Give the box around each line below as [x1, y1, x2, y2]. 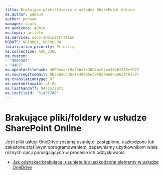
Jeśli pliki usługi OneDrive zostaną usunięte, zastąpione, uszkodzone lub [5, 139, 155, 145]
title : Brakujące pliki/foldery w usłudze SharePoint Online [5, 7, 135, 12]
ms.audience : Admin [5, 26, 46, 31]
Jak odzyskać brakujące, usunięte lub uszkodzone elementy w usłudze [12, 159, 159, 165]
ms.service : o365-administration [5, 35, 75, 40]
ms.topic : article [5, 30, 43, 35]
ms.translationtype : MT [5, 77, 55, 82]
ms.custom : [5, 53, 28, 59]
